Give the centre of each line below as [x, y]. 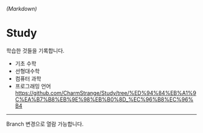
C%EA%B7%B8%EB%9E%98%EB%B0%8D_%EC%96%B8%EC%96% [104, 99]
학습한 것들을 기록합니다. [35, 50]
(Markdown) [22, 9]
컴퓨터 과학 [28, 79]
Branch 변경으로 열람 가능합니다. [45, 124]
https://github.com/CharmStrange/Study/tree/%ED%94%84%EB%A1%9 [105, 92]
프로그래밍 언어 [33, 86]
